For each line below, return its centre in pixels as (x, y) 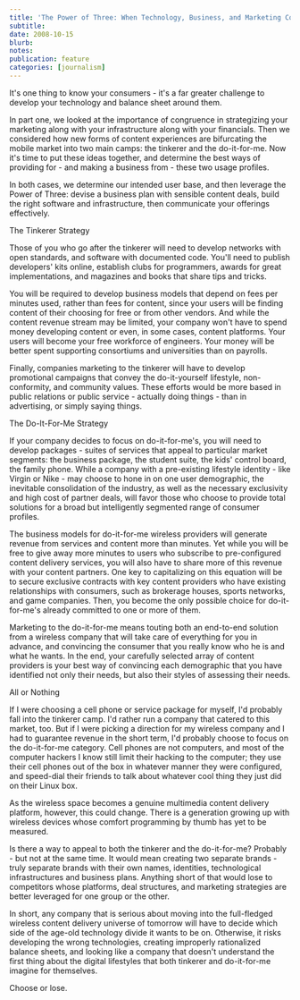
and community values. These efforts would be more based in (167, 386)
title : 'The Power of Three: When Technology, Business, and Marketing (145, 17)
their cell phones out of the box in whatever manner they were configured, (146, 767)
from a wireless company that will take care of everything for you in (133, 637)
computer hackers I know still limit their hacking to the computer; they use (146, 757)
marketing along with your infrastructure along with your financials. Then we (150, 129)
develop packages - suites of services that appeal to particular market (138, 450)
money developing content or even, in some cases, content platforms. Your (147, 331)
